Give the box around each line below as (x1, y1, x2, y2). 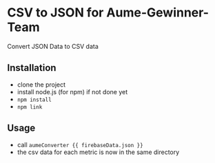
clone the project (17, 80, 66, 89)
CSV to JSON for (7, 5, 104, 21)
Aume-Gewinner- (106, 5, 209, 21)
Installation (7, 62, 57, 74)
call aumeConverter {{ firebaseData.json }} (17, 140, 143, 149)
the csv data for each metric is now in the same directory (17, 148, 180, 156)
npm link (17, 103, 43, 111)
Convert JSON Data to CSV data (7, 42, 99, 50)
